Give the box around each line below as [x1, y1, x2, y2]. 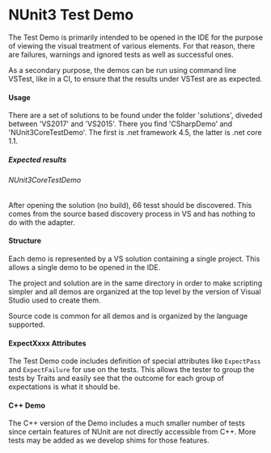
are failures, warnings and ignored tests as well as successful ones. [8, 49, 234, 59]
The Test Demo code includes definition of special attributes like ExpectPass [8, 356, 261, 366]
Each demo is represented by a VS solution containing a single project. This [8, 253, 260, 264]
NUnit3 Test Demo [8, 6, 134, 24]
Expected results [8, 155, 67, 164]
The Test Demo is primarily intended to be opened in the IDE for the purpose [8, 32, 263, 42]
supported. [8, 320, 45, 329]
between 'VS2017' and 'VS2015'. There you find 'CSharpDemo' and [8, 119, 233, 129]
